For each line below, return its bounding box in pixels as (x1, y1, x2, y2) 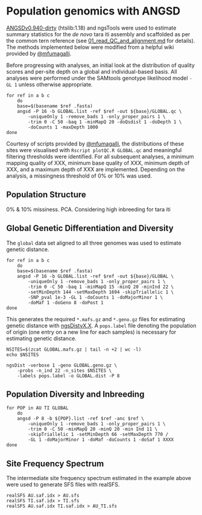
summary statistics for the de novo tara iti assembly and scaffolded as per (6, 30, 191, 37)
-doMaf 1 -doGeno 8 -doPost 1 (28, 299, 104, 305)
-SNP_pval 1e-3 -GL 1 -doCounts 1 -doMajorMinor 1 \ (28, 294, 163, 300)
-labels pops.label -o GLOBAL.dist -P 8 (17, 373, 120, 379)
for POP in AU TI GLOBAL (6, 405, 69, 411)
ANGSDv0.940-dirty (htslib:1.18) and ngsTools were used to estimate (6, 24, 177, 31)
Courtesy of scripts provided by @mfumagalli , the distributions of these (6, 140, 185, 147)
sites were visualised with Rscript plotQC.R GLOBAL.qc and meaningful (6, 146, 182, 153)
